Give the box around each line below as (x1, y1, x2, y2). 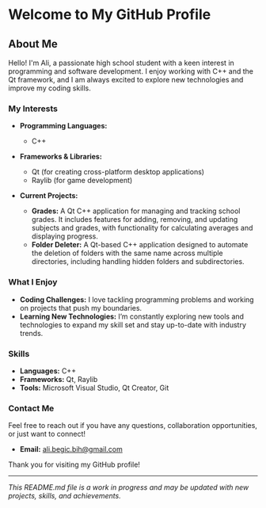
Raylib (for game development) (31, 176, 133, 185)
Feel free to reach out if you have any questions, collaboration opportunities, (8, 421, 257, 430)
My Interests (8, 103, 58, 114)
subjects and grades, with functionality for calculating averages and (31, 223, 253, 233)
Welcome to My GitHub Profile (8, 6, 211, 24)
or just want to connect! (8, 430, 85, 439)
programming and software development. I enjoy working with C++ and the (8, 67, 254, 76)
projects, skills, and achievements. (8, 491, 121, 501)
